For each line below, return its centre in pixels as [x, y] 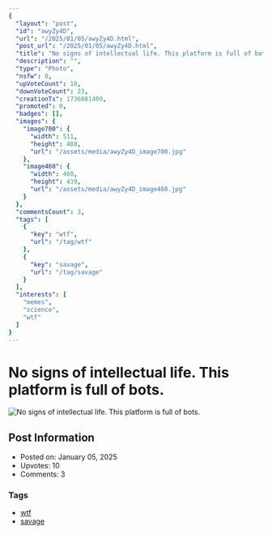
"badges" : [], [39, 114]
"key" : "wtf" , [54, 235]
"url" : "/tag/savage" [66, 272]
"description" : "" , [49, 62]
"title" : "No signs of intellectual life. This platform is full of [134, 53]
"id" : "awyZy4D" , [45, 31]
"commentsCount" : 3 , [50, 211]
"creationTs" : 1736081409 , [61, 99]
